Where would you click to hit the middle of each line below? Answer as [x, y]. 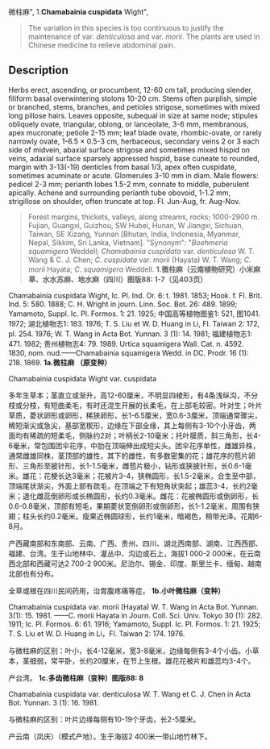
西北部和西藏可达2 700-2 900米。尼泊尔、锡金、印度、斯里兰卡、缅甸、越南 [135, 564]
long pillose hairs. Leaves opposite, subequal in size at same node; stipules [133, 115]
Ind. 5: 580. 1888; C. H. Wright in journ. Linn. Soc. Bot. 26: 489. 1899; [123, 304]
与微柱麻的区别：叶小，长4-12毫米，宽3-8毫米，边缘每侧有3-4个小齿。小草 [134, 651]
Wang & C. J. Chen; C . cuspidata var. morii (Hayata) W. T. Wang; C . [139, 260]
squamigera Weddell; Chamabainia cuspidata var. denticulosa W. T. [141, 251]
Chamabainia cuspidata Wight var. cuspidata [83, 378]
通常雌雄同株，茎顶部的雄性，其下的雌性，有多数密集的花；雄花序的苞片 [128, 456]
